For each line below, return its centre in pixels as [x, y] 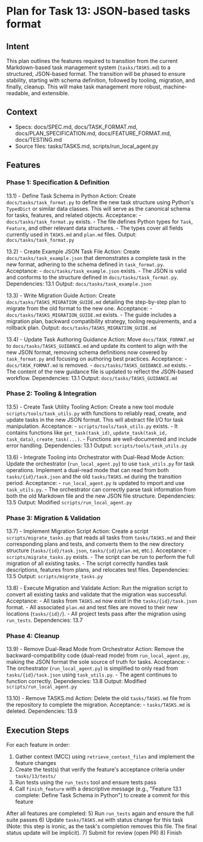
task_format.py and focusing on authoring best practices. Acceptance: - [97, 358]
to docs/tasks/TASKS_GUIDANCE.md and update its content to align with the [97, 346]
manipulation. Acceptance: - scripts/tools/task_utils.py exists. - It [92, 426]
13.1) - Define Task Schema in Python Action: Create [71, 196]
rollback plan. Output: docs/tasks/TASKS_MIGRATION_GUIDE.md [81, 327]
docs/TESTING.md [38, 139]
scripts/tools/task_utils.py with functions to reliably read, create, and [96, 413]
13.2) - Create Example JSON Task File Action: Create [73, 251]
